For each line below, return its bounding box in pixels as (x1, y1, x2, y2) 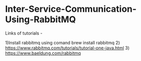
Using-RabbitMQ (5, 14, 76, 25)
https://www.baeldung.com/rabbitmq (5, 50, 81, 56)
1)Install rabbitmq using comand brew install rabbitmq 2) (5, 39, 120, 45)
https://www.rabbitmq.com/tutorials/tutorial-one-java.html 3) (5, 45, 130, 51)
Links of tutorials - (5, 30, 43, 36)
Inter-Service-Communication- (5, 3, 137, 15)
